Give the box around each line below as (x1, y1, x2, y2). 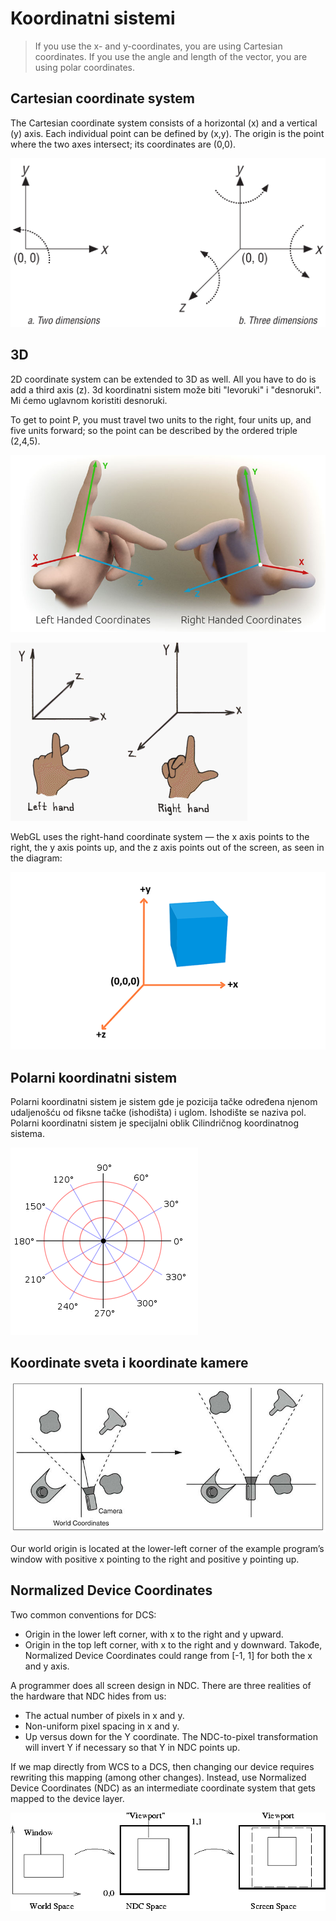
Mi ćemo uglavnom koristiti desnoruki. (10, 394, 168, 406)
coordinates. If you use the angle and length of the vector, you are (34, 50, 308, 62)
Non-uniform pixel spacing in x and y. (24, 1720, 180, 1732)
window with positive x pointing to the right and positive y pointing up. (10, 1553, 300, 1565)
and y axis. (24, 1660, 70, 1672)
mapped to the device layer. (10, 1792, 125, 1804)
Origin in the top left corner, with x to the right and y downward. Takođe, (24, 1638, 323, 1651)
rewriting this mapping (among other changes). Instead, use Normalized (10, 1771, 307, 1783)
